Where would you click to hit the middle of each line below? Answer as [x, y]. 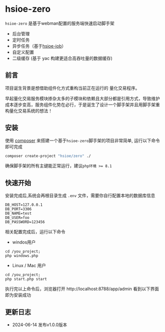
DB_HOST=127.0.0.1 [24, 205]
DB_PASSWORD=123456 [25, 222]
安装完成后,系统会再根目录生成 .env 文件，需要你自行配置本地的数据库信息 [80, 195]
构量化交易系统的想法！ [29, 111]
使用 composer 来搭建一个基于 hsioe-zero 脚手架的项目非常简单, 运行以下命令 [82, 140]
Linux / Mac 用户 [29, 266]
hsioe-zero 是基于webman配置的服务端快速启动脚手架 [60, 23]
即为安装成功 [18, 295]
